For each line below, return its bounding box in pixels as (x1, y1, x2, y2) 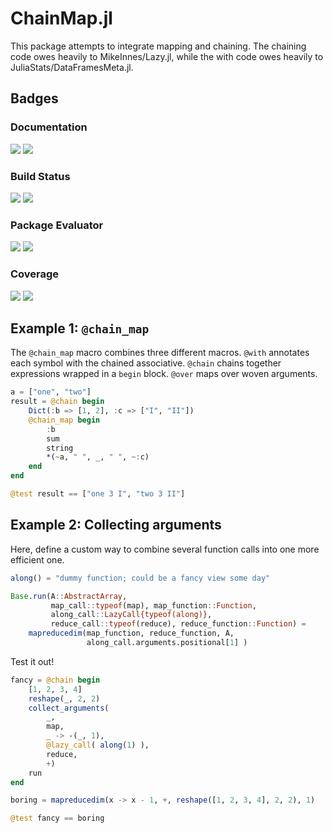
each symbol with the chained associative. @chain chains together (10, 357, 282, 369)
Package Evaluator (10, 218, 104, 232)
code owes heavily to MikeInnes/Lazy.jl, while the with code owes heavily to (10, 50, 324, 62)
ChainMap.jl (10, 7, 113, 30)
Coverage (10, 267, 60, 281)
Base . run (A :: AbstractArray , (10, 591, 128, 601)
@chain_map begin (28, 415, 101, 425)
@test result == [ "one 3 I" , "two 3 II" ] (10, 489, 186, 499)
